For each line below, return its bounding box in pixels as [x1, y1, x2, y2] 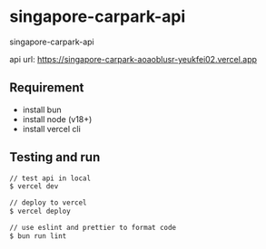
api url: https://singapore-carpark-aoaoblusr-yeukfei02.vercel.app [9, 53, 257, 64]
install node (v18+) [22, 113, 93, 124]
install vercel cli [22, 123, 82, 134]
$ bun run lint [9, 231, 67, 241]
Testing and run [9, 149, 101, 165]
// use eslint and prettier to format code [9, 224, 177, 233]
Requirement [9, 80, 84, 96]
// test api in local [9, 174, 92, 183]
